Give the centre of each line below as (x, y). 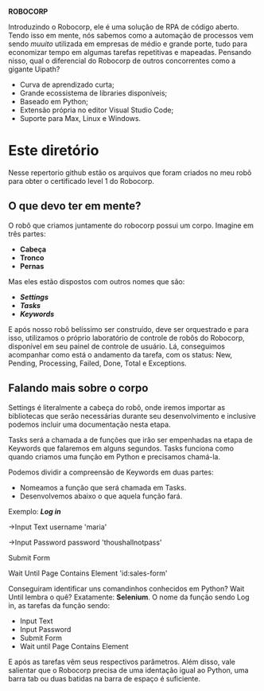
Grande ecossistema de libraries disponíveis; (93, 93)
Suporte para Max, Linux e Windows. (80, 118)
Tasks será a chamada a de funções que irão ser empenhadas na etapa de (130, 439)
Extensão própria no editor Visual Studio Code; (97, 110)
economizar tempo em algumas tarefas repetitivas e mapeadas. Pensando (130, 52)
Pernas (32, 266)
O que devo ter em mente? (75, 206)
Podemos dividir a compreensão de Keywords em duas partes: (111, 472)
